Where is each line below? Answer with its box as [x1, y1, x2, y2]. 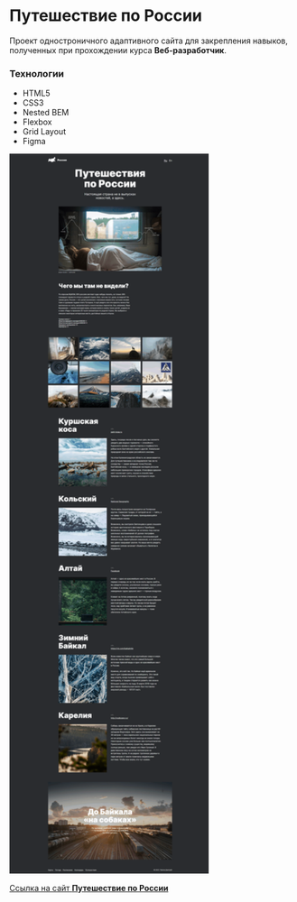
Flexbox [22, 116, 52, 127]
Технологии [9, 67, 65, 79]
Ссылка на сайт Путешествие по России [9, 882, 169, 893]
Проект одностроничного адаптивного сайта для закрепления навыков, [9, 35, 289, 46]
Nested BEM [22, 107, 70, 118]
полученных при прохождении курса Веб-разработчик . [9, 44, 227, 55]
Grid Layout [22, 126, 66, 137]
